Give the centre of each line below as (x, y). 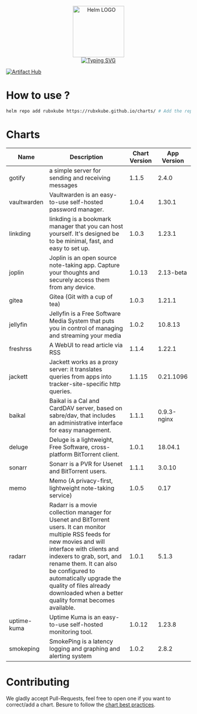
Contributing (38, 682)
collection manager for (80, 512)
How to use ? (38, 95)
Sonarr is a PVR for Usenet (86, 463)
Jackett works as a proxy (84, 362)
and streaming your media (85, 336)
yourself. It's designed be (84, 234)
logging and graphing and (84, 648)
